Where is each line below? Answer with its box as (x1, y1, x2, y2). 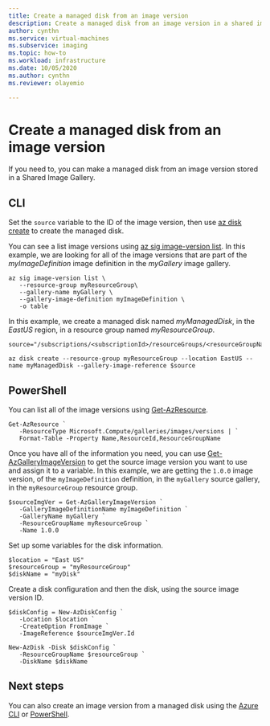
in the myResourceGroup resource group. (8, 483, 138, 493)
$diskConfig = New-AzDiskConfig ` (8, 609, 125, 617)
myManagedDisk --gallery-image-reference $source (26, 362, 196, 370)
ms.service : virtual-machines (8, 34, 110, 43)
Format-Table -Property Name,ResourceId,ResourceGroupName (18, 435, 221, 443)
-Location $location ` (18, 616, 95, 624)
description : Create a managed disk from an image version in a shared (8, 19, 253, 27)
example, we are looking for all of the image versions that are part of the (8, 250, 247, 260)
